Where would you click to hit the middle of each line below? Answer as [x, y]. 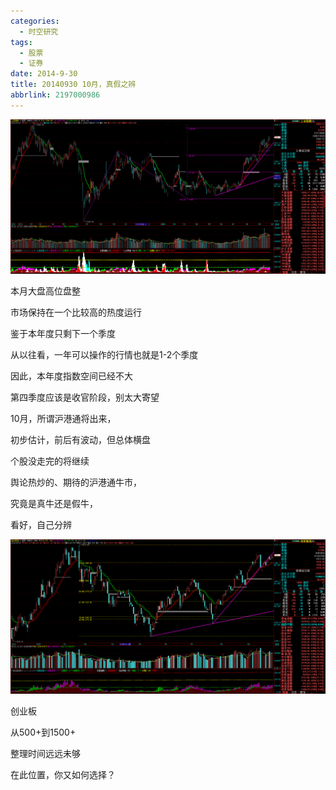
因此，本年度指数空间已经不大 [71, 376]
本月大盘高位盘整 [45, 291]
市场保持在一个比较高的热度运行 [76, 312]
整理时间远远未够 [45, 754]
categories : [35, 21]
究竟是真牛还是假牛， [54, 504]
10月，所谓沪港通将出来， [63, 419]
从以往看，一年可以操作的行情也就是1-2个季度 [104, 355]
